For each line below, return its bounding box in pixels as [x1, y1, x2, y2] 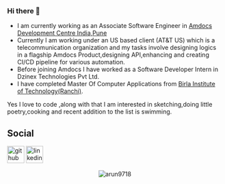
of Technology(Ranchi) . [16, 87, 83, 95]
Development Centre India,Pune [16, 29, 107, 37]
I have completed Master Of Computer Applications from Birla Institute [16, 80, 215, 88]
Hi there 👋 [7, 6, 41, 16]
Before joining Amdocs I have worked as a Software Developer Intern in [16, 65, 219, 74]
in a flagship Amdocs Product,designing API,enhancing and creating [16, 51, 210, 59]
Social [7, 127, 34, 139]
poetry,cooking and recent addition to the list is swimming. [7, 107, 172, 116]
